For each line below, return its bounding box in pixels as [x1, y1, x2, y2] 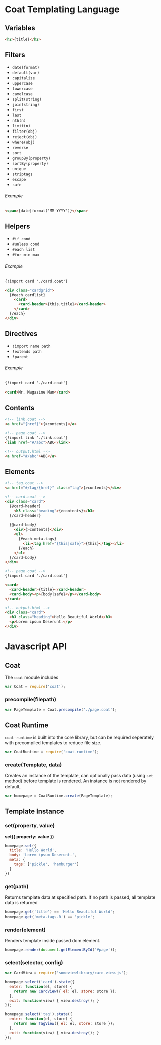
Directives [5, 330, 38, 338]
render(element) [5, 926, 46, 933]
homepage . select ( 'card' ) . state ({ [5, 980, 75, 985]
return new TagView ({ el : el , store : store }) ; [14, 1021, 115, 1026]
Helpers [5, 222, 30, 231]
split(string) [12, 97, 42, 102]
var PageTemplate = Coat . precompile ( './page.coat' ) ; [5, 707, 117, 712]
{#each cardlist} [9, 292, 46, 297]
